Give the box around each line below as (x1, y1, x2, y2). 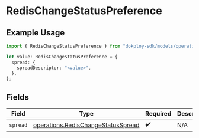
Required (145, 110, 172, 118)
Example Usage (6, 28, 65, 38)
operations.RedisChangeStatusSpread (33, 121, 140, 129)
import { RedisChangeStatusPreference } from (6, 43, 120, 49)
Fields (6, 92, 30, 102)
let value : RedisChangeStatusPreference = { (6, 54, 118, 60)
